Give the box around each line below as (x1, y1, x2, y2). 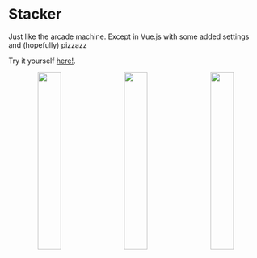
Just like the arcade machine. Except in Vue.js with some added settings (8, 32, 250, 41)
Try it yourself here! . (8, 56, 76, 66)
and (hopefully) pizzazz (8, 40, 87, 49)
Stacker (8, 5, 62, 23)
